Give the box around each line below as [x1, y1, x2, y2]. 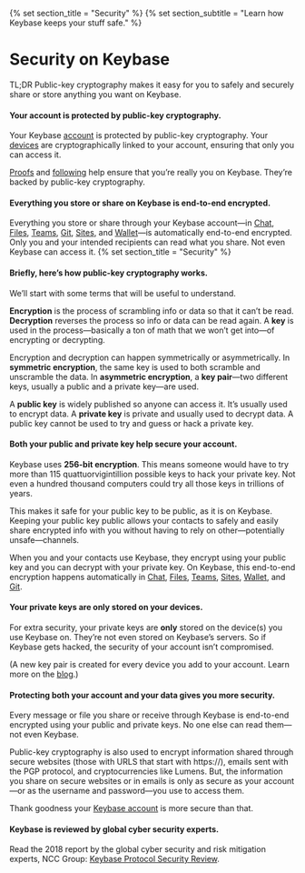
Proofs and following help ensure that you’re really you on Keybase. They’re [9, 167, 293, 178]
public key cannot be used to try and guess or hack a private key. [9, 417, 254, 428]
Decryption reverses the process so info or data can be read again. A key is [9, 315, 294, 326]
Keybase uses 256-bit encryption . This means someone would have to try [9, 458, 289, 469]
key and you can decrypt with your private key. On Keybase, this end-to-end [9, 561, 296, 572]
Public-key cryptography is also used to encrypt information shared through [9, 747, 294, 758]
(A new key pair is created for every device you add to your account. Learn [9, 658, 290, 669]
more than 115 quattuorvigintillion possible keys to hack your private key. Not [9, 468, 296, 479]
